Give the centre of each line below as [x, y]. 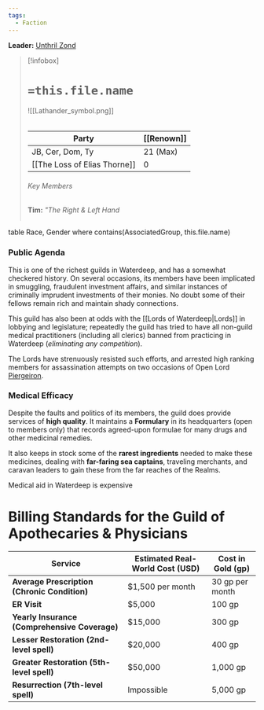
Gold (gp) [231, 568]
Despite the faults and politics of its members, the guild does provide [120, 413]
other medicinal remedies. [50, 438]
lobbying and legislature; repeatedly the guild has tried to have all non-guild [130, 326]
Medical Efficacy [41, 395]
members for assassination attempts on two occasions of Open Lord [119, 367]
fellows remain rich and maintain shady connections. [93, 303]
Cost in [232, 558]
